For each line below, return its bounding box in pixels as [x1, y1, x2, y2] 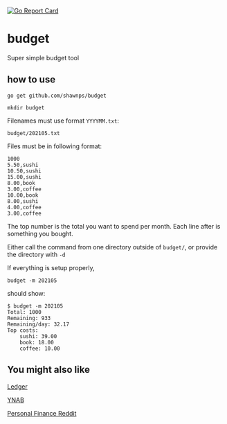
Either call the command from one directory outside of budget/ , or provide [7, 242, 218, 251]
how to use [7, 73, 56, 86]
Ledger [7, 382, 28, 391]
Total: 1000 [7, 308, 42, 315]
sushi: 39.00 [19, 333, 57, 339]
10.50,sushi [7, 167, 42, 175]
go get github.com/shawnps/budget [7, 92, 107, 99]
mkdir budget [7, 104, 45, 111]
